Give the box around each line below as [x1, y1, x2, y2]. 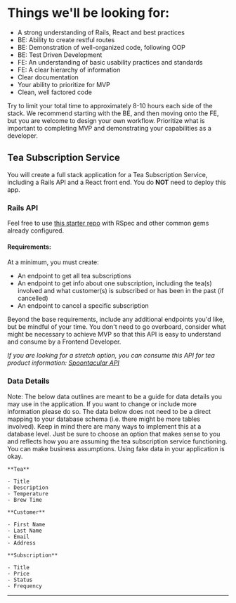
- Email [7, 533, 30, 540]
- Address [7, 539, 37, 546]
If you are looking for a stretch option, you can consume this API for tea [7, 351, 216, 360]
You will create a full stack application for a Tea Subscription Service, [7, 170, 208, 179]
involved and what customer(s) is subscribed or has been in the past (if [17, 287, 224, 295]
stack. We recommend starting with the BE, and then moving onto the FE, [7, 109, 219, 117]
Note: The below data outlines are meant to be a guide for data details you [7, 392, 223, 401]
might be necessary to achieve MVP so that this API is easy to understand [7, 330, 221, 339]
